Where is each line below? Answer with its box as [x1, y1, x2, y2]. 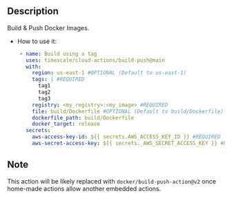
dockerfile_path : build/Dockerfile [32, 114, 135, 121]
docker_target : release [32, 120, 100, 128]
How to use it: [17, 37, 57, 45]
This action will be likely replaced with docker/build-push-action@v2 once [7, 177, 216, 185]
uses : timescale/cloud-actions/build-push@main [25, 56, 166, 64]
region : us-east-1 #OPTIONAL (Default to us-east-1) [32, 69, 187, 76]
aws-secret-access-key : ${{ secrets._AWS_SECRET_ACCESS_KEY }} [32, 140, 217, 147]
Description [7, 5, 59, 17]
